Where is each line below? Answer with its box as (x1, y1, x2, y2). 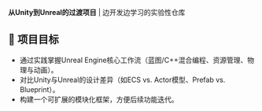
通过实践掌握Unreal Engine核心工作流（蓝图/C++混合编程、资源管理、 (19, 55, 248, 65)
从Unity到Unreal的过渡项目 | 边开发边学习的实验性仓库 (8, 8, 186, 17)
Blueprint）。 (19, 84, 61, 94)
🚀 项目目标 (8, 33, 59, 46)
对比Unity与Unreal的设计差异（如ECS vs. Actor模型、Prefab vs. (19, 75, 226, 84)
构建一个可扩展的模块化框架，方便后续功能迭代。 (19, 94, 179, 104)
